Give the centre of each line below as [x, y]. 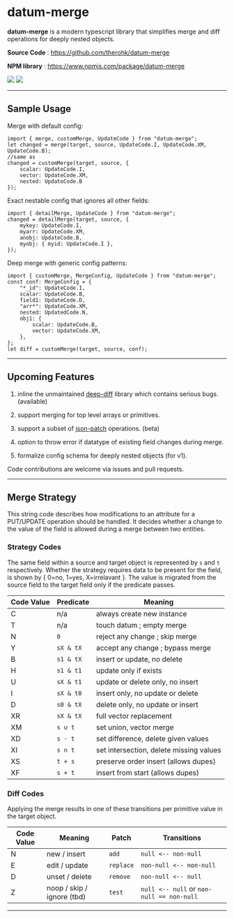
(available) [32, 401]
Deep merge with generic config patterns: [67, 263]
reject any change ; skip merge [147, 636]
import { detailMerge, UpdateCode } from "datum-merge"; [92, 213]
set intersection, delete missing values [159, 750]
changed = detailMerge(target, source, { [68, 219]
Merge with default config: [45, 126]
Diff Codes [25, 794]
